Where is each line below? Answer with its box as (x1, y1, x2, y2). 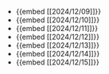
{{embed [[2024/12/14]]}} (15, 49, 100, 58)
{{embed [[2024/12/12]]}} (15, 32, 99, 41)
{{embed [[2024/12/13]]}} (15, 41, 100, 50)
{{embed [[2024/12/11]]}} (15, 24, 99, 33)
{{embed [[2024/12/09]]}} (15, 7, 102, 16)
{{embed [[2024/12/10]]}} (15, 15, 100, 25)
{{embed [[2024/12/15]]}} (15, 57, 99, 67)
